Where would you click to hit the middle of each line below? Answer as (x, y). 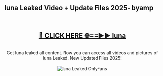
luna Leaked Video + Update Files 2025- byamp (79, 8)
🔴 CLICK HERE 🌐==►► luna (82, 36)
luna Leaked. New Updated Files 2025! (82, 58)
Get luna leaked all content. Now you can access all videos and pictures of (82, 53)
